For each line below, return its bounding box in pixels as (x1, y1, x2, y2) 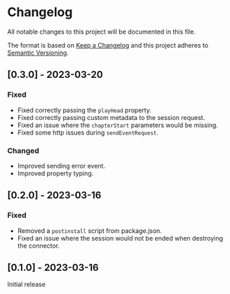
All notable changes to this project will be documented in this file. (7, 27, 196, 36)
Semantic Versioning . (7, 48, 69, 57)
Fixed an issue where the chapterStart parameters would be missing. (17, 121, 219, 129)
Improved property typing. (17, 169, 94, 178)
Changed (7, 145, 40, 155)
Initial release (7, 280, 46, 288)
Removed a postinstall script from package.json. (17, 226, 163, 235)
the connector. (17, 241, 60, 250)
